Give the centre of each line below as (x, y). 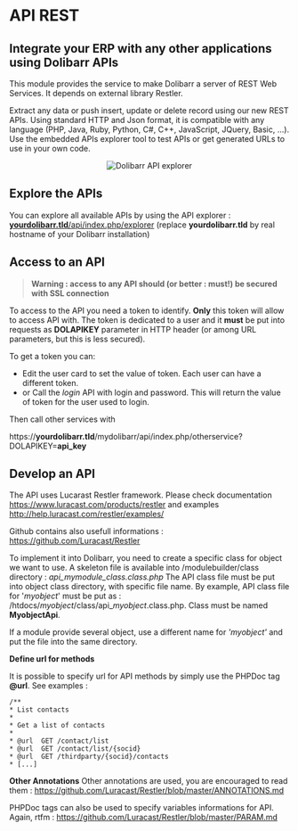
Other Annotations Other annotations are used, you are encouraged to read (149, 781)
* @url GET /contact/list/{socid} (75, 749)
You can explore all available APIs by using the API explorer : (120, 215)
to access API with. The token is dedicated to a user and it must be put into (147, 320)
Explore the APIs (56, 194)
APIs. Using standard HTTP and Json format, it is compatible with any (137, 120)
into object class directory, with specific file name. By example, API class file (149, 587)
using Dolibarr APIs (64, 62)
